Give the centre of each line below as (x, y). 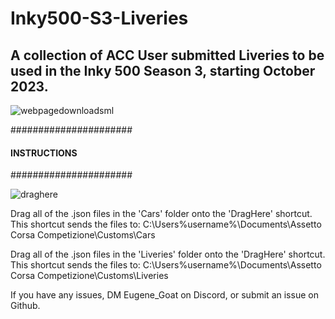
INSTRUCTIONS (44, 153)
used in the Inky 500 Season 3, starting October (163, 70)
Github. (25, 306)
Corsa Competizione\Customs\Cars (83, 235)
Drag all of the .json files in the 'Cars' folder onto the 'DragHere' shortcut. (161, 214)
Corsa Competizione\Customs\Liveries (89, 276)
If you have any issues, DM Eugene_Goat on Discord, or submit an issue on (164, 295)
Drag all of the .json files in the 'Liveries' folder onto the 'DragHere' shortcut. (168, 254)
